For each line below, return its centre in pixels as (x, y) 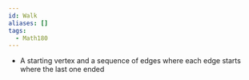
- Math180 (32, 38)
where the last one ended (62, 70)
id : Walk (23, 16)
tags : (17, 30)
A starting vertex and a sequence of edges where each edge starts (131, 61)
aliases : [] (28, 23)
